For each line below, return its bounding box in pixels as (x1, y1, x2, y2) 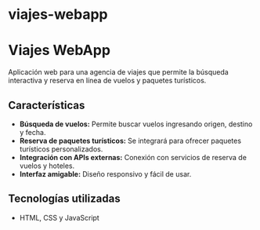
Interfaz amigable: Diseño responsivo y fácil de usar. (19, 169, 192, 178)
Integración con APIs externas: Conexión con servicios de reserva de (19, 152, 247, 162)
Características (8, 98, 85, 111)
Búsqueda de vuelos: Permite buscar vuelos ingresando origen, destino (19, 119, 253, 129)
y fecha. (19, 127, 46, 137)
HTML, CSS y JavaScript (19, 213, 99, 222)
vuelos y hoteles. (19, 161, 75, 170)
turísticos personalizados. (19, 144, 103, 154)
